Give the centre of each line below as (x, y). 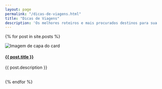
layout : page (18, 9)
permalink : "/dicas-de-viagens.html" (43, 14)
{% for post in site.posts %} (33, 37)
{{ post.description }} (26, 67)
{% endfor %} (19, 82)
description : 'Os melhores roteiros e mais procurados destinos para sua (81, 23)
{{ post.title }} (19, 57)
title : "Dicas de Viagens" (32, 18)
